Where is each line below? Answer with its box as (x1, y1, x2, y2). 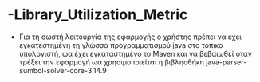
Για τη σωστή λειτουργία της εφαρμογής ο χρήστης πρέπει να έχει (18, 32, 242, 41)
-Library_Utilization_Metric (7, 6, 188, 24)
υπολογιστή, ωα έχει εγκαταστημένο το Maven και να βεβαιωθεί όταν (18, 49, 253, 58)
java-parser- (205, 57, 247, 67)
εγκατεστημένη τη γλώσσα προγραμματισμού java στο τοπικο (18, 40, 223, 49)
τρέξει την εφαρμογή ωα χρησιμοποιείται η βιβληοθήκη (18, 57, 204, 67)
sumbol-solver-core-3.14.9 (18, 65, 107, 75)
